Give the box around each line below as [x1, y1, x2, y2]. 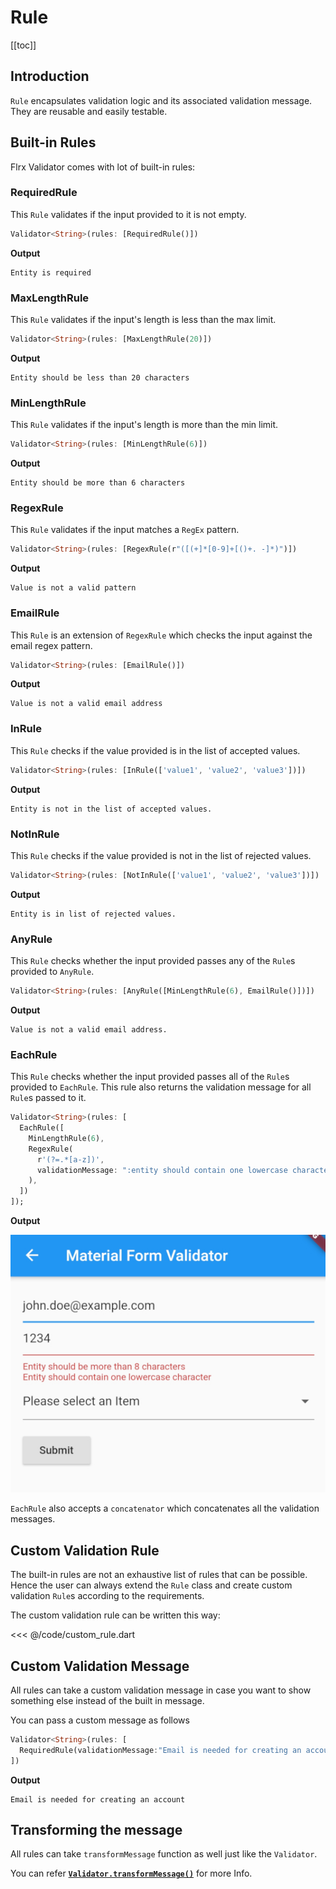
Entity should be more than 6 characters [10, 478, 186, 488]
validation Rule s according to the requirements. [10, 1590, 205, 1602]
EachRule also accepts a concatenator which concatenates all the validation [10, 1502, 320, 1515]
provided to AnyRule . [10, 966, 95, 978]
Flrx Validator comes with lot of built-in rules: [10, 161, 196, 173]
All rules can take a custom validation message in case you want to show [10, 1684, 312, 1696]
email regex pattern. [10, 639, 93, 651]
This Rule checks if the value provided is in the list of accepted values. [10, 744, 301, 756]
